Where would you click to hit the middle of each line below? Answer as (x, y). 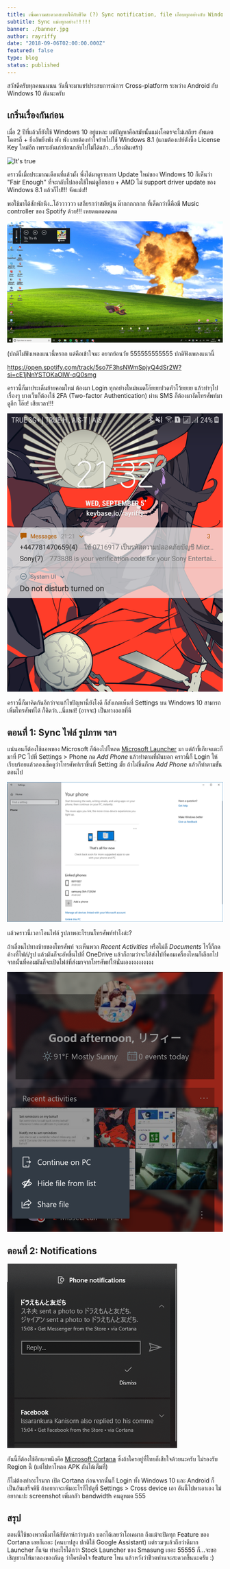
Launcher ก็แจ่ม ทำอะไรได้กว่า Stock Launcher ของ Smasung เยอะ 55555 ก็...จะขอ (112, 1550)
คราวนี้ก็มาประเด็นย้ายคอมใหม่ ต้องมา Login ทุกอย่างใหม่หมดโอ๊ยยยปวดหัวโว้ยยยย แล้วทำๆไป (113, 388)
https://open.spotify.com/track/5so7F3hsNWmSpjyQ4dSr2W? (94, 368)
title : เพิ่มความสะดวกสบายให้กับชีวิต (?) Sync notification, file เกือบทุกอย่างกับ (106, 14)
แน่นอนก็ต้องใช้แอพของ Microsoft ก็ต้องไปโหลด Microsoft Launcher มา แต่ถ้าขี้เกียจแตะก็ (115, 749)
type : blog (23, 58)
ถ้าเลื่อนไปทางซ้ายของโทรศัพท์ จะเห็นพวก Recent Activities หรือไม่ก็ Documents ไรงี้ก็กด (114, 946)
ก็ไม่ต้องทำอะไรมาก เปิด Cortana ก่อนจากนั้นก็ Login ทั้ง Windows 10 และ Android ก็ (111, 1480)
